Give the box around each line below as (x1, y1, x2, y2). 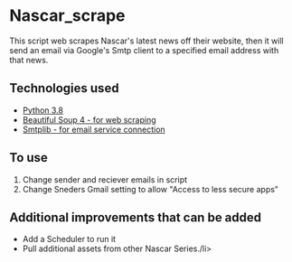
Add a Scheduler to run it (22, 234, 116, 245)
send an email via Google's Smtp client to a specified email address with (9, 44, 279, 55)
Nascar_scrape (9, 5, 126, 26)
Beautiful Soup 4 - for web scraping (22, 114, 156, 125)
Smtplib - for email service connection (22, 124, 165, 135)
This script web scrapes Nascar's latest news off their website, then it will (9, 35, 284, 46)
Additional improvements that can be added (9, 210, 262, 225)
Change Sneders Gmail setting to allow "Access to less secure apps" (22, 183, 278, 194)
